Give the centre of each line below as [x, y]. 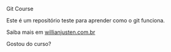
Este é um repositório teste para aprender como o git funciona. [86, 20]
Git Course [20, 9]
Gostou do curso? [29, 44]
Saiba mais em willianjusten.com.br [51, 32]
